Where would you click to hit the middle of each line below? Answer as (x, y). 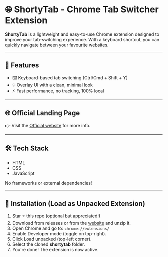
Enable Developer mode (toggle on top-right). (59, 234)
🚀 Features (22, 65)
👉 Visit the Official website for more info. (48, 125)
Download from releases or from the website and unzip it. (71, 223)
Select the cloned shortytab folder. (49, 244)
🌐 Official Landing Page (43, 113)
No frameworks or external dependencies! (49, 183)
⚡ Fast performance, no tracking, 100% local (58, 91)
